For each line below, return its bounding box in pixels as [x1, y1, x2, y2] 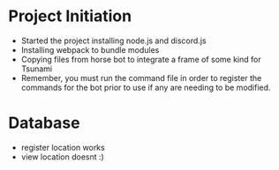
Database [8, 113, 80, 133]
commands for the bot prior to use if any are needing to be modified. [20, 82, 271, 92]
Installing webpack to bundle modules [20, 44, 160, 55]
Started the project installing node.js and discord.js [20, 35, 207, 46]
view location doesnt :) [20, 152, 105, 162]
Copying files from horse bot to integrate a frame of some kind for [20, 54, 261, 64]
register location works [20, 142, 105, 152]
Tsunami [20, 63, 53, 74]
